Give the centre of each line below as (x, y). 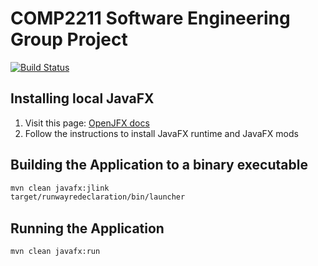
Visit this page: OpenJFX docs (87, 123)
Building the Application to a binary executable (159, 165)
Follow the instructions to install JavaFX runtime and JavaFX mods (161, 133)
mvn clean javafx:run (55, 252)
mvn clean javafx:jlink (60, 188)
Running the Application (87, 228)
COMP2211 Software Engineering (150, 18)
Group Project (69, 39)
